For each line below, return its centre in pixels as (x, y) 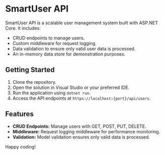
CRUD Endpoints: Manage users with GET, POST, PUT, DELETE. (79, 126)
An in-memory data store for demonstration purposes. (69, 54)
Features (19, 114)
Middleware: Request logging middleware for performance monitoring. (86, 131)
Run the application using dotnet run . (51, 93)
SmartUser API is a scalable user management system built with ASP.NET (81, 23)
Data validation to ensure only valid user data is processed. (74, 48)
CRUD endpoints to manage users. (48, 38)
